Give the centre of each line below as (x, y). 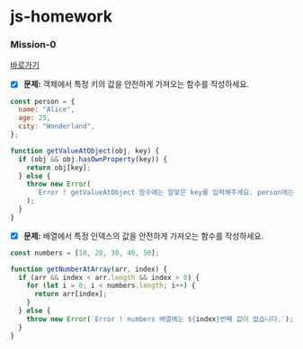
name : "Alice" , (47, 109)
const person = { (43, 101)
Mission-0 (33, 45)
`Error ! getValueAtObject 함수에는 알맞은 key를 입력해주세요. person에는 (164, 193)
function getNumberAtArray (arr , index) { (89, 269)
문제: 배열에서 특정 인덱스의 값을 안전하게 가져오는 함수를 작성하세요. (143, 236)
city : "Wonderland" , (57, 127)
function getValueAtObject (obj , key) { (85, 151)
